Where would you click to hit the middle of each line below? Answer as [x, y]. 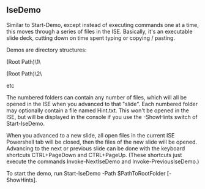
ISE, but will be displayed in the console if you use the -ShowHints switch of [102, 117]
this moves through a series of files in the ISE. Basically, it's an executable [99, 31]
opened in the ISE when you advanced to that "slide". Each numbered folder [102, 104]
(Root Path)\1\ [24, 61]
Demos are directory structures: [47, 50]
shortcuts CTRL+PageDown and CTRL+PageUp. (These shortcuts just [94, 155]
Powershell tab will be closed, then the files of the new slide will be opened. [102, 142]
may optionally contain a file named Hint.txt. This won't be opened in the [98, 110]
